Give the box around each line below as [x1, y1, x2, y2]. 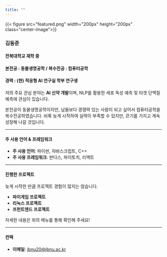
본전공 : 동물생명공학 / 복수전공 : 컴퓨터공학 [5, 65, 88, 71]
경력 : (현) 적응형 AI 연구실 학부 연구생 [5, 78, 78, 84]
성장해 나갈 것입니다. [5, 119, 45, 125]
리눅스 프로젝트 [12, 200, 42, 206]
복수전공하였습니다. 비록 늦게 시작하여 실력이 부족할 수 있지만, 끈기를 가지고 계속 [5, 113, 161, 119]
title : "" [5, 7, 26, 12]
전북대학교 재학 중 [5, 53, 40, 59]
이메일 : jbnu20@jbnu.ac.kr [12, 246, 66, 252]
